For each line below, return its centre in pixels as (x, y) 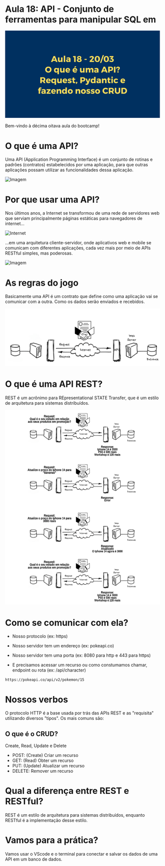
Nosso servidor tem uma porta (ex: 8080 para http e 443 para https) (82, 655)
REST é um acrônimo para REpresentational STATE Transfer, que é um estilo (82, 398)
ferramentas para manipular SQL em (81, 19)
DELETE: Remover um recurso (43, 771)
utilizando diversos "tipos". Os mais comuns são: (55, 718)
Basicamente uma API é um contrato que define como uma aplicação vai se (82, 297)
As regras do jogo (42, 283)
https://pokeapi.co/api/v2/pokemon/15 (45, 680)
